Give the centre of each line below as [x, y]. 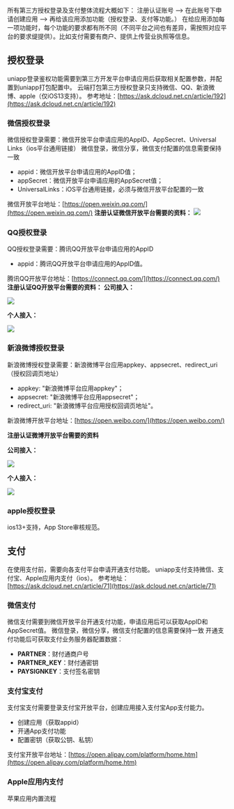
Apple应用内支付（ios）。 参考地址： [77, 578]
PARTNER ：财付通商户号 [53, 654]
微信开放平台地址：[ [36, 204]
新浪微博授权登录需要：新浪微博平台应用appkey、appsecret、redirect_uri [112, 364]
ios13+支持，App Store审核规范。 [55, 527]
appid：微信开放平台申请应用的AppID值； [77, 172]
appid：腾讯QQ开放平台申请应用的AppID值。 [81, 264]
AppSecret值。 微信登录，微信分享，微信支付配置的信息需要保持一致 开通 [112, 631]
